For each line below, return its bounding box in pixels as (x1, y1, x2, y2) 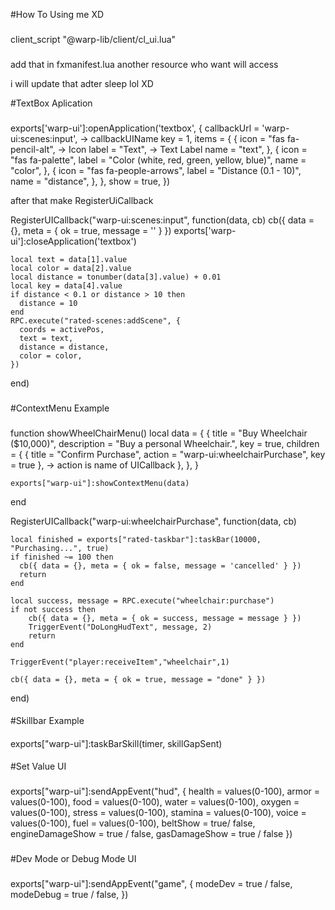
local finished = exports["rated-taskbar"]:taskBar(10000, (10, 534, 262, 544)
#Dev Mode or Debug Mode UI (10, 853, 137, 865)
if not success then (10, 604, 97, 614)
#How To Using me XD (10, 9, 105, 20)
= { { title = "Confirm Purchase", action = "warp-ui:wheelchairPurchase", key (10, 448, 326, 460)
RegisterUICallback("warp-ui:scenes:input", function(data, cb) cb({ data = (10, 214, 315, 226)
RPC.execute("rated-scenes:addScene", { (10, 315, 182, 326)
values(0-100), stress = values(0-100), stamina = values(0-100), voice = (10, 807, 307, 819)
